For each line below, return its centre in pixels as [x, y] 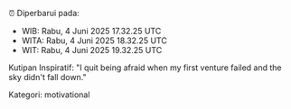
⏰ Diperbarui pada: [44, 13]
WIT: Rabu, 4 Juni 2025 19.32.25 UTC [92, 50]
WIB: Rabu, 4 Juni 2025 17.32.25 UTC [91, 31]
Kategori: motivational [49, 95]
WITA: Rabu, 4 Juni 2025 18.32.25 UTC [94, 41]
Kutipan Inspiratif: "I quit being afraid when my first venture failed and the [145, 68]
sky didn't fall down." [47, 77]
